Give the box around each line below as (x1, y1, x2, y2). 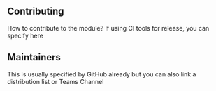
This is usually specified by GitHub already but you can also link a (7, 69, 196, 78)
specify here (7, 31, 44, 40)
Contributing (7, 6, 64, 17)
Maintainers (7, 51, 62, 63)
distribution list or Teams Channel (7, 77, 104, 85)
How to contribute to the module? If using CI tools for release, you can (7, 24, 210, 32)
